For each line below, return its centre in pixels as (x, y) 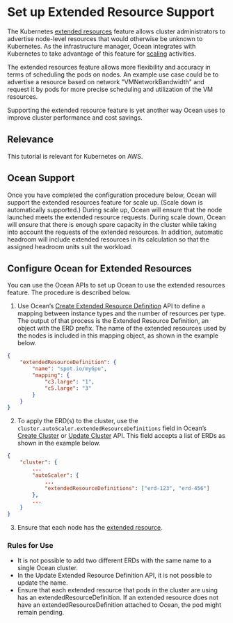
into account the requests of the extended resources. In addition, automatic (115, 232)
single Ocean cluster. (48, 568)
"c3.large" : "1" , (70, 381)
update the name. (42, 583)
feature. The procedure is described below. (69, 292)
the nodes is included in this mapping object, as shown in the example (118, 336)
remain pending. (41, 613)
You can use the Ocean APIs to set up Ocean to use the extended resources (116, 285)
